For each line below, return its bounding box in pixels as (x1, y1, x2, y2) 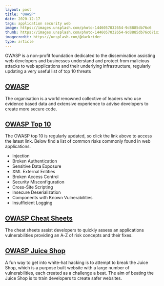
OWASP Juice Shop (5, 246, 66, 255)
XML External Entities (12, 169, 55, 175)
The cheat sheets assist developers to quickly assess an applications (5, 227, 144, 233)
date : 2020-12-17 (5, 16, 41, 21)
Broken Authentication (12, 158, 57, 164)
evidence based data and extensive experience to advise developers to (5, 101, 149, 106)
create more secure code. (5, 106, 57, 112)
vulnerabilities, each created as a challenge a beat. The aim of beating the (5, 270, 154, 276)
